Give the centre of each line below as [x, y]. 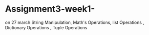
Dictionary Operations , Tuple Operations [46, 27]
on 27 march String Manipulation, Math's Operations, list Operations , [75, 22]
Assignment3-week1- [50, 9]
